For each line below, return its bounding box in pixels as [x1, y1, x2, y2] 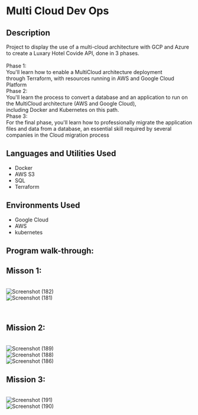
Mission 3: [6, 375, 46, 385]
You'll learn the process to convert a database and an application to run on [6, 94, 188, 101]
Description [6, 28, 50, 38]
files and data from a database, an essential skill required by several [6, 126, 172, 132]
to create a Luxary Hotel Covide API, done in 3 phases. [6, 50, 139, 57]
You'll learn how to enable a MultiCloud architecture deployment [6, 69, 163, 75]
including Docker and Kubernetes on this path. [6, 107, 119, 113]
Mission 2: [6, 323, 46, 333]
